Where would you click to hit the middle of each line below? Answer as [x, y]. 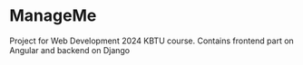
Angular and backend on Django [69, 50]
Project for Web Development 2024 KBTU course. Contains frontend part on [152, 41]
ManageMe [53, 16]
